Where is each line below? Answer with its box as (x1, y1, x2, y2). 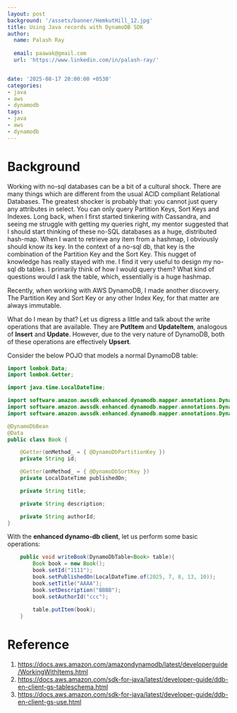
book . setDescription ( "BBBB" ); (32, 586, 121, 593)
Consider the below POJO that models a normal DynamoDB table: (7, 351, 198, 360)
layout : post (7, 10, 46, 18)
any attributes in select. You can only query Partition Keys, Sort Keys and (7, 205, 219, 213)
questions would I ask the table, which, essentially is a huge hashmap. (7, 272, 212, 280)
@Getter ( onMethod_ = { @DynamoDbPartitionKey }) (20, 449, 166, 456)
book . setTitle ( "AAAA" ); (32, 580, 102, 587)
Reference (7, 637, 69, 653)
